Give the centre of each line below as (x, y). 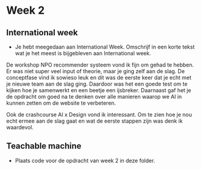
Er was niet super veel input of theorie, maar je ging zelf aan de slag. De (96, 71)
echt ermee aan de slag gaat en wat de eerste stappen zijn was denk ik (94, 121)
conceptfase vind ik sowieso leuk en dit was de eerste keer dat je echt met (99, 78)
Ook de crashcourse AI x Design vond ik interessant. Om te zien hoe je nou (99, 115)
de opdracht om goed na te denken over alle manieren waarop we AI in (94, 97)
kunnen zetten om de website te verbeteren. (61, 103)
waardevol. (20, 127)
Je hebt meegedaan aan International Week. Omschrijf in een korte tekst (105, 47)
